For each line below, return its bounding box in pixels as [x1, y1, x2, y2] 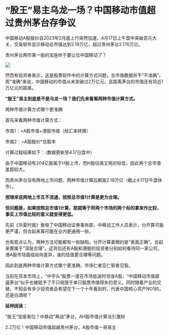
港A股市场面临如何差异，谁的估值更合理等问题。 [5, 251, 106, 258]
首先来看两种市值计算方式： [5, 117, 63, 123]
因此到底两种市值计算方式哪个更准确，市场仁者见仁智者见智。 [5, 262, 133, 268]
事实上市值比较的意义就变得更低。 [5, 211, 76, 217]
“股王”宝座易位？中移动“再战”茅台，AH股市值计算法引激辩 [5, 313, 125, 319]
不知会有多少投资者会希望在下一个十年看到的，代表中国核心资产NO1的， [14, 285, 163, 292]
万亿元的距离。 [5, 84, 36, 91]
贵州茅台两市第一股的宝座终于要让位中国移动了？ [5, 52, 107, 58]
